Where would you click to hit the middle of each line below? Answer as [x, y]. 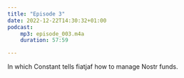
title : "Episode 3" [36, 14]
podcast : [20, 27]
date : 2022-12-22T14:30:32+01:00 [57, 21]
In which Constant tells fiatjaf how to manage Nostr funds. [93, 67]
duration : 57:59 [45, 40]
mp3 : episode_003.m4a [52, 34]
